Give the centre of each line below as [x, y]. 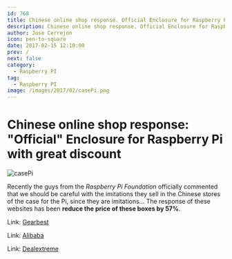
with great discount [64, 154]
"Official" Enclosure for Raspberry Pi [115, 140]
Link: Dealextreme [33, 249]
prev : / [18, 52]
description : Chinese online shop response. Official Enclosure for [108, 26]
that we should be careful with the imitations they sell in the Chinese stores [114, 194]
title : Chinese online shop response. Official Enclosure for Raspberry [114, 20]
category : [21, 65]
